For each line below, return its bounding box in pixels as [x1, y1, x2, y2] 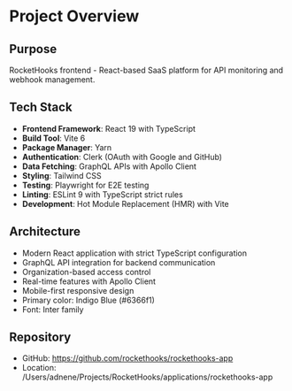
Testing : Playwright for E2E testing [21, 180, 150, 190]
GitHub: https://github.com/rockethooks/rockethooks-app [21, 353, 234, 364]
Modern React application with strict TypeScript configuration [21, 248, 248, 258]
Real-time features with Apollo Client [21, 276, 157, 287]
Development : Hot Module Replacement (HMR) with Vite [21, 198, 229, 209]
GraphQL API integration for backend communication [21, 257, 216, 267]
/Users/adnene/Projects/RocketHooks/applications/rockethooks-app [21, 372, 273, 382]
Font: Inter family [21, 303, 84, 315]
